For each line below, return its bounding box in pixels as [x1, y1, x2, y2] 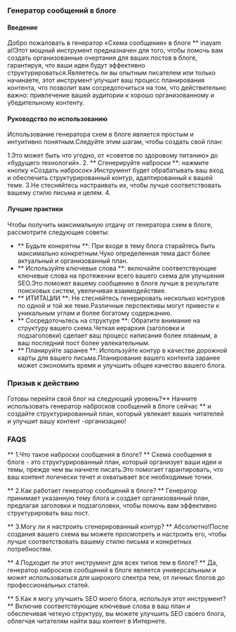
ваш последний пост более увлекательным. [17, 338, 150, 347]
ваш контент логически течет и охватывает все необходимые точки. [7, 473, 214, 482]
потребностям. [7, 545, 53, 553]
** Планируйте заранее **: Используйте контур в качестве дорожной [17, 346, 228, 354]
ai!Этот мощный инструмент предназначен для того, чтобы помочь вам [7, 46, 223, 55]
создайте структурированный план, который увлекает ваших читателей [7, 409, 224, 418]
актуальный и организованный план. [17, 256, 129, 265]
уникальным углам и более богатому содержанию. [17, 309, 172, 317]
